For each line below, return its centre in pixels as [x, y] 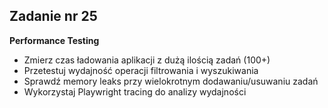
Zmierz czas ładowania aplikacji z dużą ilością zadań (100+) [147, 60]
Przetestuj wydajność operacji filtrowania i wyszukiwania [141, 70]
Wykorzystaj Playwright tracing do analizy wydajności [135, 91]
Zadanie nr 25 [53, 16]
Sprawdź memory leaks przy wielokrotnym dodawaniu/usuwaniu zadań [171, 81]
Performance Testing [54, 40]
